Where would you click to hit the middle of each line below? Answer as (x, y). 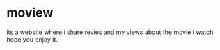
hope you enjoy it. (32, 39)
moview (30, 13)
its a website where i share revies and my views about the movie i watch (110, 32)
